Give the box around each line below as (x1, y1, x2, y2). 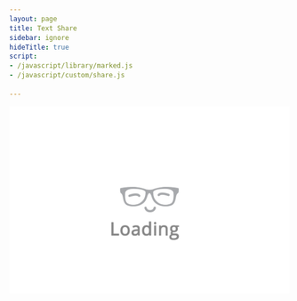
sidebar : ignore (9, 33, 69, 42)
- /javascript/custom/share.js (9, 71, 125, 80)
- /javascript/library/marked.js (9, 61, 133, 70)
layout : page (9, 14, 58, 23)
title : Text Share (9, 23, 77, 33)
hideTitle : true (9, 43, 69, 52)
